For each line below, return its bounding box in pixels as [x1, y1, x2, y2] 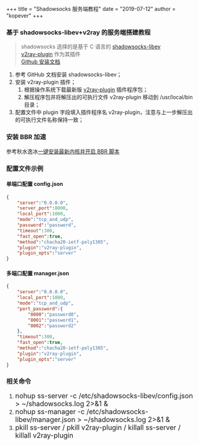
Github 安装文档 [20, 58, 61, 65]
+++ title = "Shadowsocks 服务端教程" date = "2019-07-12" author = [6, 5, 176, 12]
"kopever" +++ [6, 12, 44, 19]
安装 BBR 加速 [6, 133, 46, 141]
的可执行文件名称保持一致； [14, 116, 84, 124]
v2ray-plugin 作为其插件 [20, 51, 81, 58]
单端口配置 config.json [6, 180, 63, 188]
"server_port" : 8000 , [17, 205, 69, 211]
